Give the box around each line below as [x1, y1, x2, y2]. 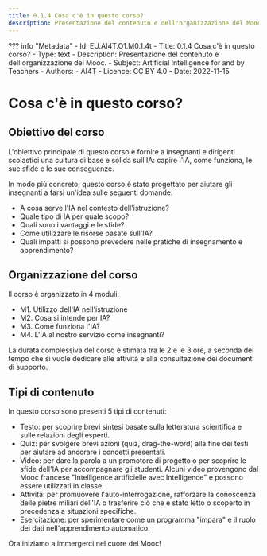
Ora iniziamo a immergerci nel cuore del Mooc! [8, 539, 161, 549]
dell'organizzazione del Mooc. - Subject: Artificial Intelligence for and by [8, 57, 245, 68]
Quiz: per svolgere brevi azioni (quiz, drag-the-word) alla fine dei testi [19, 439, 249, 449]
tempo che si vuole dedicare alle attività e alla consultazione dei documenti [8, 354, 254, 364]
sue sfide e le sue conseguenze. [8, 164, 114, 173]
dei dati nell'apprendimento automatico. [19, 523, 151, 533]
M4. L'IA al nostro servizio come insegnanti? [19, 330, 165, 340]
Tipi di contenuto [8, 385, 95, 399]
